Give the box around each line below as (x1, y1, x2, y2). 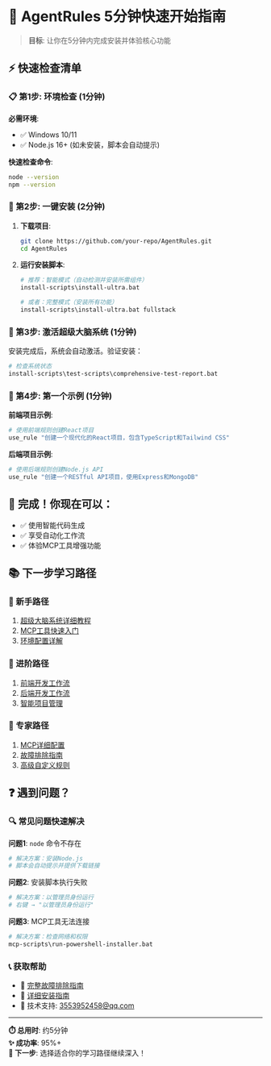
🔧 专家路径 (8, 720, 50, 731)
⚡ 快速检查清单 (8, 61, 82, 75)
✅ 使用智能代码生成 (19, 520, 85, 530)
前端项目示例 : (8, 410, 54, 420)
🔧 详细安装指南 (19, 991, 70, 1001)
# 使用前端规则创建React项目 (8, 427, 94, 435)
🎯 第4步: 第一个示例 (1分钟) (8, 390, 113, 402)
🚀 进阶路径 (8, 658, 50, 669)
